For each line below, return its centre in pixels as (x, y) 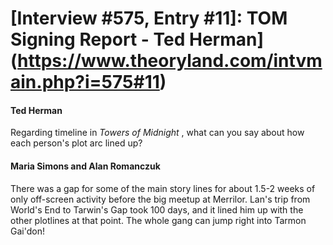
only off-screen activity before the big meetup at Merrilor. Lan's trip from (160, 199)
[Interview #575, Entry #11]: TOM (149, 18)
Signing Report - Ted (98, 39)
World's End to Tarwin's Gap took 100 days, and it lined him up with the (157, 209)
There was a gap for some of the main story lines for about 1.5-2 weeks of (163, 188)
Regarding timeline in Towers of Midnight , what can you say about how (157, 133)
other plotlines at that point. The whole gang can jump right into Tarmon (158, 220)
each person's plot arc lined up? (76, 143)
